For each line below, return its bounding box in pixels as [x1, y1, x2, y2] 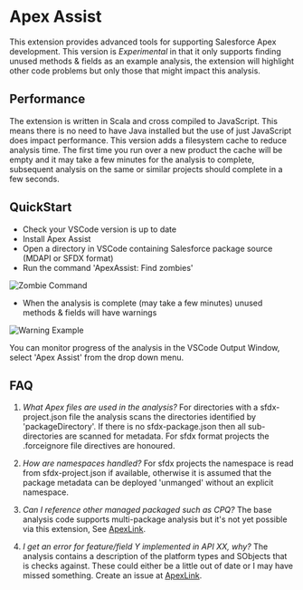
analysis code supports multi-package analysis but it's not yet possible [22, 514, 288, 525]
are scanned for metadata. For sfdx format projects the [64, 430, 270, 441]
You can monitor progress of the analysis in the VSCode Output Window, [9, 342, 280, 353]
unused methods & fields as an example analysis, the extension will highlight [9, 55, 295, 66]
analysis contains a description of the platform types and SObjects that [22, 551, 288, 562]
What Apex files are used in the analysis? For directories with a [22, 401, 259, 413]
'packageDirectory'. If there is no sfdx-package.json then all [22, 421, 246, 432]
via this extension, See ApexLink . [22, 524, 147, 535]
